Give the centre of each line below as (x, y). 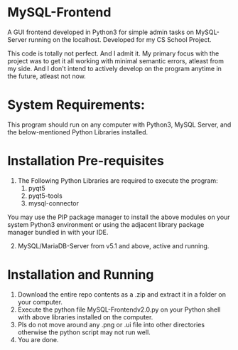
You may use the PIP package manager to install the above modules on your (119, 217)
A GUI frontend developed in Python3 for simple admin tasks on (101, 32)
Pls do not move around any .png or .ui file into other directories (111, 324)
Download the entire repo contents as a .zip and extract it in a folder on (121, 294)
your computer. (40, 302)
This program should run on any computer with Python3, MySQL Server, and (119, 124)
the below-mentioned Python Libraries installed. (78, 132)
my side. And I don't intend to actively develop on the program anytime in (115, 68)
